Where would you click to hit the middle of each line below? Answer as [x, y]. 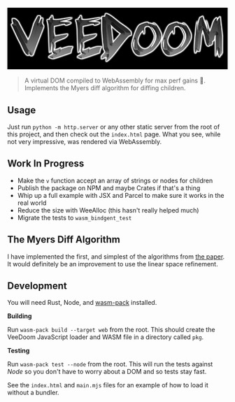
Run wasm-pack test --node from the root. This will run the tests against [110, 364]
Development [37, 286]
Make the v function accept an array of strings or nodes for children [115, 180]
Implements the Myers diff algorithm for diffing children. [105, 88]
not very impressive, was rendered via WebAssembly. [85, 142]
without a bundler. [33, 393]
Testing [19, 351]
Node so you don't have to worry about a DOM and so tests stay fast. [107, 372]
